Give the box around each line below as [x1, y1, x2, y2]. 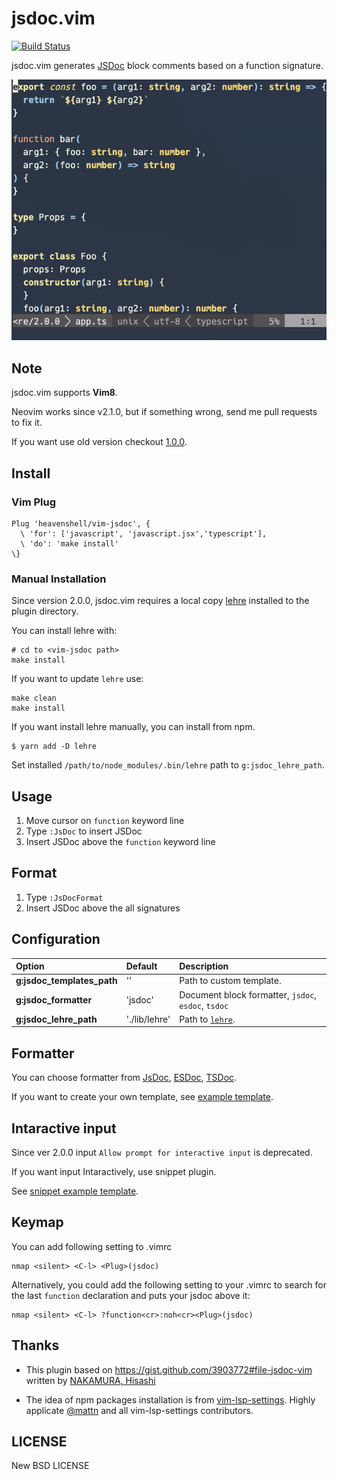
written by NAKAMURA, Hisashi [25, 1374, 156, 1386]
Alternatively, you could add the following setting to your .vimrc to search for [11, 1278, 327, 1291]
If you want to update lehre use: [11, 673, 144, 685]
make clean [11, 693, 57, 704]
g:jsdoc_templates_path [15, 975, 118, 987]
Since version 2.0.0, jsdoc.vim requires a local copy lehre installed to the [11, 595, 310, 607]
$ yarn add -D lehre [11, 742, 98, 752]
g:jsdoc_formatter [15, 994, 93, 1006]
